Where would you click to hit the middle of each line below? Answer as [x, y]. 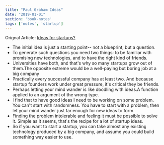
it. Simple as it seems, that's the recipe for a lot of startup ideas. [78, 121]
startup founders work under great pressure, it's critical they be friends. [86, 84]
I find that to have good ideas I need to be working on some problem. [83, 100]
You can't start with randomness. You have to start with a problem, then [86, 105]
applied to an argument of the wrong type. [56, 95]
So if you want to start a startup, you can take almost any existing [79, 127]
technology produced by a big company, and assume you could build [83, 132]
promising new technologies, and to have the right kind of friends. [80, 58]
